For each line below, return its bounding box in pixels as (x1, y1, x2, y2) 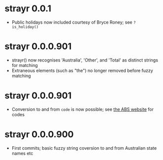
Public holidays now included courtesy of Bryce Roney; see (11, 19, 132, 25)
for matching (11, 62, 38, 68)
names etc (11, 150, 33, 156)
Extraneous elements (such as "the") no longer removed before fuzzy (11, 67, 153, 73)
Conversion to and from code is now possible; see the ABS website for (11, 106, 154, 112)
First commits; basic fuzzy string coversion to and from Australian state (11, 145, 157, 151)
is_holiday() (11, 24, 39, 30)
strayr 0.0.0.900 (4, 129, 74, 140)
